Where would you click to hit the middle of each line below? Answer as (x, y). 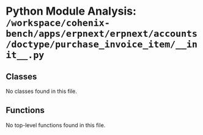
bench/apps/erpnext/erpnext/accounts (102, 34)
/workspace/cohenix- (58, 23)
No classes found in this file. (41, 91)
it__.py (25, 55)
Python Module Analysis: (71, 11)
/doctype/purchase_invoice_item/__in (102, 44)
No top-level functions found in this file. (56, 125)
